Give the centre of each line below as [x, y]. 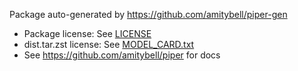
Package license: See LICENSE [87, 33]
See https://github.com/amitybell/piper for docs [122, 55]
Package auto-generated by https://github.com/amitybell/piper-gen [148, 14]
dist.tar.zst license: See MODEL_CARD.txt [109, 44]
